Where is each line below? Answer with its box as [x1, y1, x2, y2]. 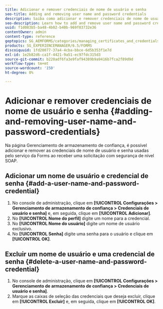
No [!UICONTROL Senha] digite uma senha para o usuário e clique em [12, 231, 153, 237]
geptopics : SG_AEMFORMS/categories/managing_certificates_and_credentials [5, 39, 160, 44]
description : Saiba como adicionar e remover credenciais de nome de [5, 16, 149, 21]
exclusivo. [12, 226, 33, 231]
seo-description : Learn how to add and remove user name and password [5, 20, 151, 26]
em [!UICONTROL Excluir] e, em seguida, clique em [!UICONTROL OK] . [12, 299, 156, 305]
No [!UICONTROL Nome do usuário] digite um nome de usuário [12, 220, 140, 226]
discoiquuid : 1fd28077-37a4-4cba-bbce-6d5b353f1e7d [5, 48, 112, 52]
